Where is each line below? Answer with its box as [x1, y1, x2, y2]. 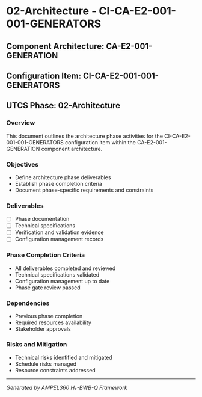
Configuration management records [14, 236, 104, 243]
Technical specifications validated [14, 271, 100, 278]
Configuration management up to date [14, 277, 110, 285]
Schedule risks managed [14, 360, 77, 368]
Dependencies [6, 299, 50, 307]
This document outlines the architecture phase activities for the [6, 132, 164, 140]
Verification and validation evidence [14, 229, 104, 236]
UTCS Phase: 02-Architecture [6, 100, 121, 111]
